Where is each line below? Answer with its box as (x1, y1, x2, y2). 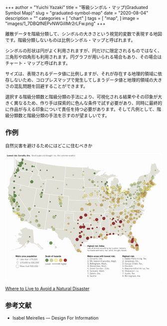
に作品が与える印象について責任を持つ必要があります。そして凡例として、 (5, 106, 157, 112)
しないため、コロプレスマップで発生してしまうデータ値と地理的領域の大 (9, 77, 158, 83)
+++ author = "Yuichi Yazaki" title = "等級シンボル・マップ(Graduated (5, 4, 149, 10)
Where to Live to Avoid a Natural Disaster (5, 286, 90, 292)
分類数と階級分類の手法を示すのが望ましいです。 (9, 113, 110, 118)
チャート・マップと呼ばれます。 (5, 60, 71, 66)
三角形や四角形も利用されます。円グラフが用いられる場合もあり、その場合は (5, 54, 162, 60)
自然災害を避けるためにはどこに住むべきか (5, 143, 93, 149)
